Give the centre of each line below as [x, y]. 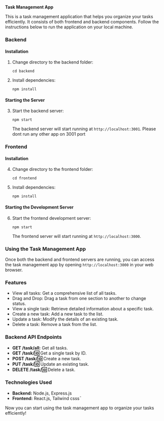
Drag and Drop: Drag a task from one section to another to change [79, 299]
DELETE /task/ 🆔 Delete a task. [44, 370]
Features [16, 282]
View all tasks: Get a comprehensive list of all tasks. [64, 293]
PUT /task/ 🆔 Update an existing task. [50, 364]
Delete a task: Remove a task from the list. [55, 325]
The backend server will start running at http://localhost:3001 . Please [84, 129]
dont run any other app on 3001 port [49, 134]
